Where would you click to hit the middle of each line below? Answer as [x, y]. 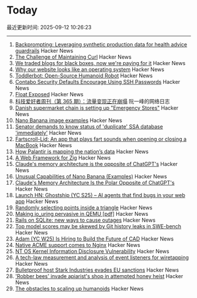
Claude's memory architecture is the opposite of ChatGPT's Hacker [96, 164]
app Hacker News [37, 201]
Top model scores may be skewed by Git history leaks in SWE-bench [98, 226]
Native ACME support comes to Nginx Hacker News [78, 245]
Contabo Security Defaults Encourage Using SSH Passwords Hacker [98, 82]
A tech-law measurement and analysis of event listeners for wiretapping [102, 257]
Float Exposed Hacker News [49, 94]
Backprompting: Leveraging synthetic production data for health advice [101, 44]
